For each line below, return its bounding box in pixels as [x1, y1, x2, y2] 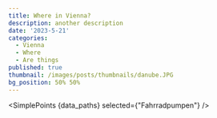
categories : [8, 33, 48, 42]
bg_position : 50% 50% [8, 78, 81, 86]
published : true [8, 64, 62, 72]
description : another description [8, 19, 124, 27]
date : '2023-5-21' [8, 26, 70, 34]
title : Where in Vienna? [8, 11, 91, 20]
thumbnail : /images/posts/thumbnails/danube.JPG [8, 71, 174, 79]
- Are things [15, 57, 59, 65]
